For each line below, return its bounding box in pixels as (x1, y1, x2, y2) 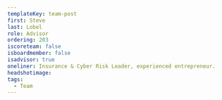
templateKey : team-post (7, 10, 78, 18)
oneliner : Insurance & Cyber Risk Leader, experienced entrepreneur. (7, 63, 216, 70)
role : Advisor (7, 30, 49, 37)
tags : (7, 75, 23, 83)
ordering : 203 (7, 37, 49, 44)
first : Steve (7, 17, 46, 24)
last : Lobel (7, 23, 42, 30)
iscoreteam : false (7, 43, 61, 50)
